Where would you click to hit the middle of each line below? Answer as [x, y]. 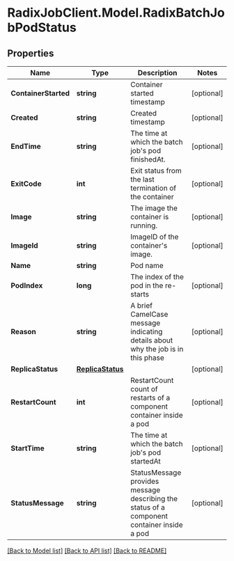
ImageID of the [154, 237]
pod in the [147, 285]
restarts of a [150, 398]
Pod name [147, 266]
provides [145, 481]
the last [142, 179]
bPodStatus [42, 27]
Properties [31, 53]
